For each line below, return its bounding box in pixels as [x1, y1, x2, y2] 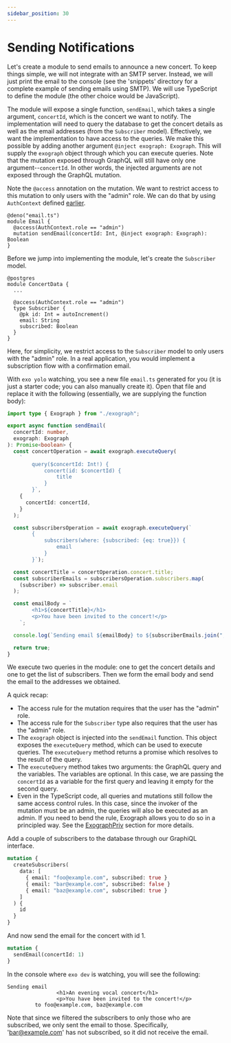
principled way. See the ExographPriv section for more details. [16, 821, 195, 829]
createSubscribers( [13, 861, 69, 868]
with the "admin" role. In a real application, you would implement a [7, 354, 195, 362]
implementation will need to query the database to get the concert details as [7, 120, 223, 128]
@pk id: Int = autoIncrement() [19, 311, 109, 318]
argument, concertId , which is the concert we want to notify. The [7, 112, 191, 120]
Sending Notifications [7, 39, 135, 55]
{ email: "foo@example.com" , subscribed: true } [25, 875, 168, 881]
